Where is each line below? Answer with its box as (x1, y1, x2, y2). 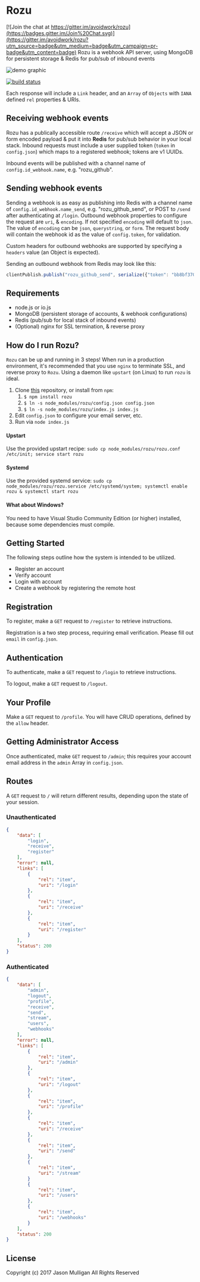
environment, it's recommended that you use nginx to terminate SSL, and (6, 362, 186, 370)
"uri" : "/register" (37, 926, 86, 933)
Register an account (14, 566, 64, 573)
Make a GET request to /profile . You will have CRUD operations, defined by (6, 713, 191, 720)
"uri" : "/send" (37, 1148, 76, 1154)
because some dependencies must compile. (6, 521, 115, 528)
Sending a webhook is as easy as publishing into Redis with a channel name (6, 199, 192, 206)
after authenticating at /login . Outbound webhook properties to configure (6, 212, 187, 219)
